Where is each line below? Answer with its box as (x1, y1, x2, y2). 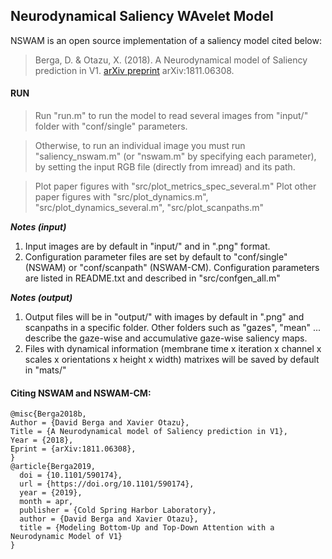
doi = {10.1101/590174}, (19, 470, 123, 481)
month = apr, (19, 497, 74, 507)
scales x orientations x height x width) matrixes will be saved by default (24, 354, 320, 366)
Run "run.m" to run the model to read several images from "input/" (34, 110, 309, 122)
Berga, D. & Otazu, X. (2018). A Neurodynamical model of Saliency (34, 54, 308, 66)
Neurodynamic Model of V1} (10, 532, 123, 542)
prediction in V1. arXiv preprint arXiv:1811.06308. (34, 64, 235, 76)
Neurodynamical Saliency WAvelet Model (10, 8, 274, 25)
